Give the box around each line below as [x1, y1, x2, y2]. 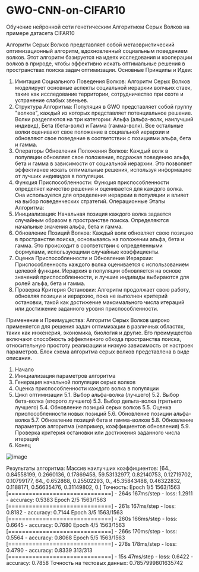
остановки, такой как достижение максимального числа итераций [14, 298, 185, 306]
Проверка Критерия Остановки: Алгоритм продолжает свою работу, [14, 286, 191, 293]
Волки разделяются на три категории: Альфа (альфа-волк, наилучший [14, 115, 194, 122]
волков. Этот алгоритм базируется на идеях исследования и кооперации [6, 53, 192, 61]
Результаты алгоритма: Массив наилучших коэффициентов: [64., [6, 464, 171, 472]
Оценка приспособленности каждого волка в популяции [14, 384, 159, 392]
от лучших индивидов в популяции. [14, 172, 105, 179]
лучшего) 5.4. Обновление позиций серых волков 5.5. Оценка [14, 403, 172, 410]
